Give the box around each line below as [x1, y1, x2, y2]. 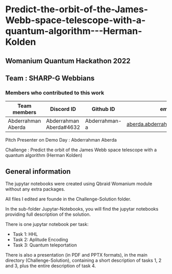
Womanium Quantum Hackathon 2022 [5, 56, 131, 65]
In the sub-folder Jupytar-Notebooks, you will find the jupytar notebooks [5, 206, 159, 212]
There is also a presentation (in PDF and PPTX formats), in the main [5, 252, 147, 258]
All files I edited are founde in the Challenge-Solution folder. [5, 196, 132, 202]
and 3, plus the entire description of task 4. [5, 263, 96, 269]
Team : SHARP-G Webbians [5, 74, 95, 82]
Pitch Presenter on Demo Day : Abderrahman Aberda [5, 137, 117, 143]
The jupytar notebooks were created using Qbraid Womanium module [5, 180, 153, 187]
